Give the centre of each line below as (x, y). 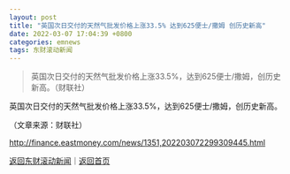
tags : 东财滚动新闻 (41, 50)
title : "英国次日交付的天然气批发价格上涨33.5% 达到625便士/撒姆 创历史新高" (138, 26)
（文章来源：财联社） (48, 125)
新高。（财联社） (60, 87)
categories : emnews (45, 42)
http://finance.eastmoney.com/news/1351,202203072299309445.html (137, 143)
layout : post (33, 17)
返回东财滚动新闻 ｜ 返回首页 (60, 161)
